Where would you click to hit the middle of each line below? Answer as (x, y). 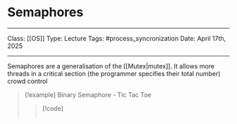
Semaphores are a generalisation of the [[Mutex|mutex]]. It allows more (111, 66)
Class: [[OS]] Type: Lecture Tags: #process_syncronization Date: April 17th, (117, 38)
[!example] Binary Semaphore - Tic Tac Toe (88, 94)
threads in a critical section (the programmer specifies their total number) (114, 73)
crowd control (28, 81)
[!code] (53, 108)
